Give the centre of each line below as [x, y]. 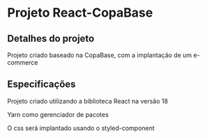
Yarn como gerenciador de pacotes [58, 114]
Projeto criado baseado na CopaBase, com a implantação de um [100, 55]
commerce [23, 63]
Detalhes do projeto [51, 39]
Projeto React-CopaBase [80, 13]
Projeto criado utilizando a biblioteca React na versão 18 [88, 101]
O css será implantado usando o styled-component [81, 128]
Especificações [41, 84]
